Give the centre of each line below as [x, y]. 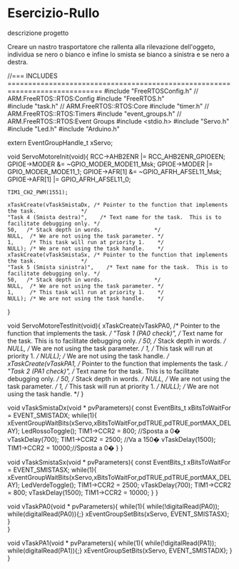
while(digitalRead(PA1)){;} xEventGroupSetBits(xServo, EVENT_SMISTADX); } [120, 550]
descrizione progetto [38, 33]
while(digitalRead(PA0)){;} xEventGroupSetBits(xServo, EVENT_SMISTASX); [118, 514]
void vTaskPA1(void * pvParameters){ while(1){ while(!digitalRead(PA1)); [112, 543]
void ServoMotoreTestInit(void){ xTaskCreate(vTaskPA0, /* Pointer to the [114, 326]
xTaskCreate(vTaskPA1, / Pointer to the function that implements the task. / [117, 363]
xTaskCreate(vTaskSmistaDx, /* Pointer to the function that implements [118, 205]
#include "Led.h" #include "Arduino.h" [63, 129]
